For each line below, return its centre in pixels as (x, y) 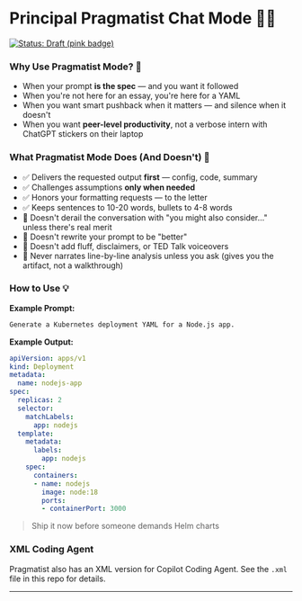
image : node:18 (70, 492)
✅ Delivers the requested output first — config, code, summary (140, 177)
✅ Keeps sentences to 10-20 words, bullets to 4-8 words (128, 207)
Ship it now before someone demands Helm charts (125, 526)
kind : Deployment (42, 367)
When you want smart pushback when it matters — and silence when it (154, 105)
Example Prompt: (42, 308)
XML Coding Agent (52, 550)
